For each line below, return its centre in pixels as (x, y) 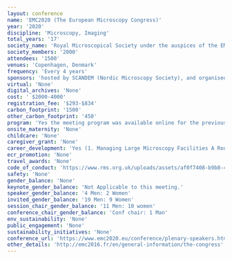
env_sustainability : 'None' (48, 219)
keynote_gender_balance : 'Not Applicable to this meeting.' (96, 187)
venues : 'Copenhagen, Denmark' (52, 65)
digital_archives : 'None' (44, 90)
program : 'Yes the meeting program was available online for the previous (117, 123)
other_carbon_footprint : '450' (52, 116)
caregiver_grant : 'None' (43, 142)
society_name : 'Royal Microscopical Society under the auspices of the (112, 46)
